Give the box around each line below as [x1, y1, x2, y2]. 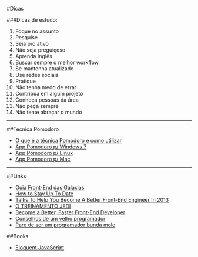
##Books [6, 233, 29, 239]
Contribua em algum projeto [15, 90, 83, 97]
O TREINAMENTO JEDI [15, 202, 71, 209]
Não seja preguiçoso [15, 46, 66, 53]
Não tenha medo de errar [15, 84, 77, 90]
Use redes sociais [15, 72, 59, 78]
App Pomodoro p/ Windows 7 [15, 143, 87, 150]
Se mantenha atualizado [15, 65, 74, 72]
